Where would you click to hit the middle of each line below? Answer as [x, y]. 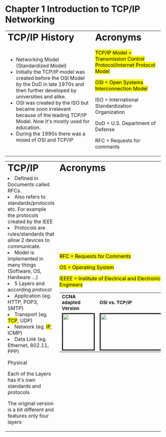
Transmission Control [120, 59]
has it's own [21, 380]
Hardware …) [23, 277]
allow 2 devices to [29, 240]
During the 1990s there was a [51, 134]
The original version [31, 403]
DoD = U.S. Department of [125, 123]
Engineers [71, 285]
